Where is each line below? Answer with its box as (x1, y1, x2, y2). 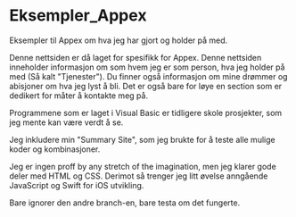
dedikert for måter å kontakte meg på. (9, 90, 149, 101)
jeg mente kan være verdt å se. (9, 117, 124, 128)
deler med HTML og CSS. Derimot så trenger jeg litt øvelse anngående (9, 171, 268, 181)
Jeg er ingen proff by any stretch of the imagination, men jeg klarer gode (9, 161, 276, 171)
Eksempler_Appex (9, 5, 147, 26)
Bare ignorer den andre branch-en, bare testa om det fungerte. (9, 197, 241, 208)
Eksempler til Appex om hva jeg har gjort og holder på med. (9, 35, 228, 46)
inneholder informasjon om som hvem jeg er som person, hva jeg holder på (9, 62, 285, 72)
